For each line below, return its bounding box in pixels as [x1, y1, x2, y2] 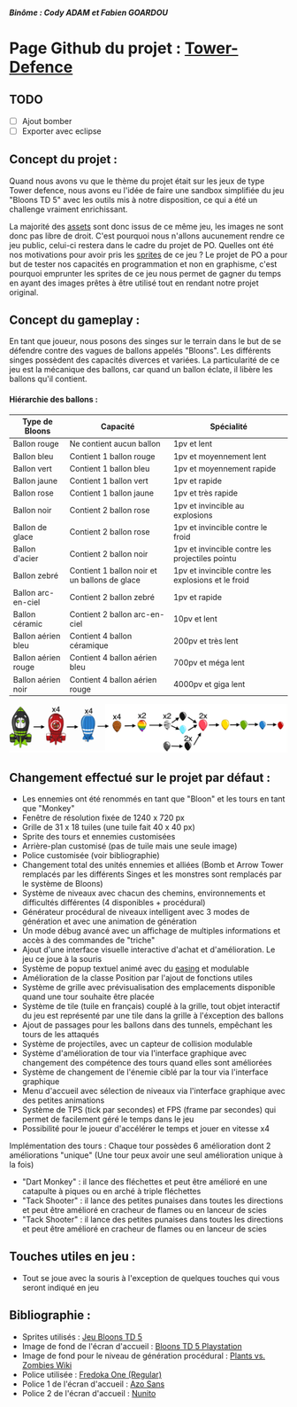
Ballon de [12, 521, 47, 532]
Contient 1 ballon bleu [69, 463, 150, 473]
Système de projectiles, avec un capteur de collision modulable [21, 1038, 254, 1049]
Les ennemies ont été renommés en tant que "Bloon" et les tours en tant [21, 793, 286, 804]
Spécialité [209, 421, 247, 432]
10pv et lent [173, 614, 218, 624]
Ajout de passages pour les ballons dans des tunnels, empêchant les [21, 1020, 273, 1030]
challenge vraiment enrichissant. [9, 204, 128, 215]
